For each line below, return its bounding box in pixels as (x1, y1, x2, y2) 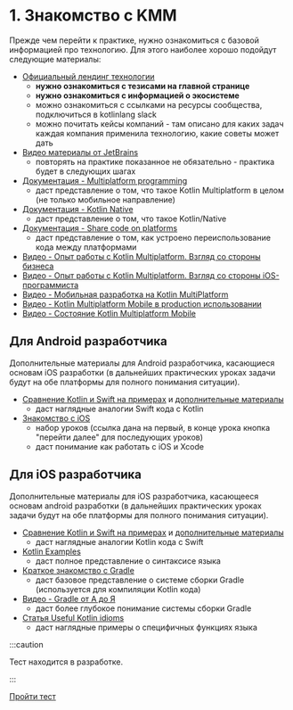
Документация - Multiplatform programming (21, 175, 188, 186)
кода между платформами (35, 242, 137, 252)
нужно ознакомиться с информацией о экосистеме (35, 90, 240, 101)
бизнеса (21, 260, 54, 271)
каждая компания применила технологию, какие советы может (35, 128, 280, 138)
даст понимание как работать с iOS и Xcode (35, 441, 205, 451)
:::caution (9, 639, 45, 649)
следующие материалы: (9, 54, 102, 64)
